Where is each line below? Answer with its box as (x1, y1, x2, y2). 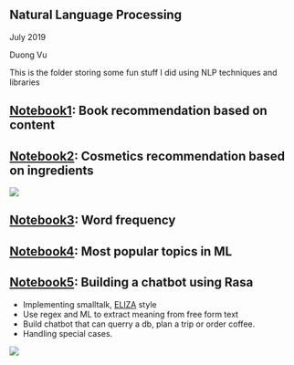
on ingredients (9, 162, 94, 178)
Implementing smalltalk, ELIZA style (22, 298, 157, 309)
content (9, 118, 56, 133)
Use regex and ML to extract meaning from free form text (22, 308, 239, 319)
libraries (9, 77, 40, 88)
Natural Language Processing (9, 7, 183, 23)
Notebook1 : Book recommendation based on (9, 103, 268, 119)
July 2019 (9, 31, 47, 42)
